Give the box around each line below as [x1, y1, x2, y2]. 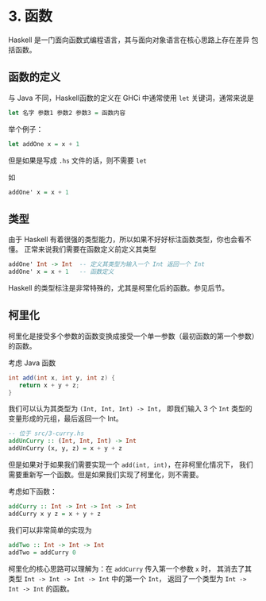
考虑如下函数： [8, 487, 57, 496]
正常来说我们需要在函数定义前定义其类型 [23, 245, 156, 254]
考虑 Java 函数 [8, 358, 56, 368]
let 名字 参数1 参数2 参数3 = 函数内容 [8, 109, 125, 117]
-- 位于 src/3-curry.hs [8, 430, 85, 437]
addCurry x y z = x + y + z [8, 510, 102, 518]
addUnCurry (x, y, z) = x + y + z [8, 445, 123, 453]
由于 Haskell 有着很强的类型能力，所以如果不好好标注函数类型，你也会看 [8, 235, 245, 245]
